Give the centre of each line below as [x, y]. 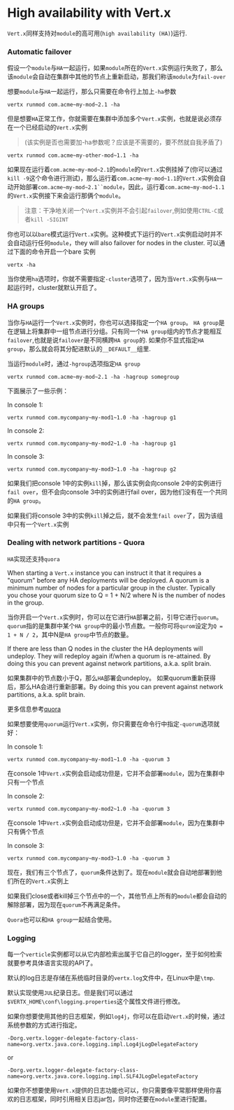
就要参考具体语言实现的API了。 [52, 963]
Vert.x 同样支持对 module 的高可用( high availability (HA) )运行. [97, 33]
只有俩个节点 [25, 831]
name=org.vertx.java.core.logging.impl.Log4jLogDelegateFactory [103, 1045]
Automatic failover [39, 52]
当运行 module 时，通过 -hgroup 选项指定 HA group [74, 363]
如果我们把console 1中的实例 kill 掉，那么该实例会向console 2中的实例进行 [115, 483]
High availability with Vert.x [89, 13]
